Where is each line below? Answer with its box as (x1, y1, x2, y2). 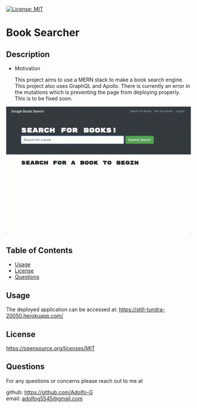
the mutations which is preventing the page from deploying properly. (14, 89, 181, 96)
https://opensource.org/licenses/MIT (6, 345, 95, 352)
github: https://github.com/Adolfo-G (6, 389, 93, 396)
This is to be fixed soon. (14, 95, 73, 102)
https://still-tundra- (118, 306, 165, 313)
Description (6, 49, 50, 59)
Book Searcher (6, 26, 80, 39)
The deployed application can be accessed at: (6, 306, 118, 313)
